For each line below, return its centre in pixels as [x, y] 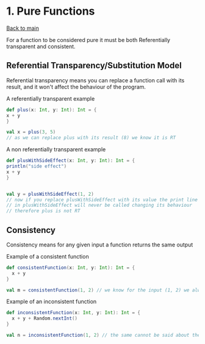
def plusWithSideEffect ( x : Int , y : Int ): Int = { [71, 161]
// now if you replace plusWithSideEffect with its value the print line [102, 199]
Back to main [23, 28]
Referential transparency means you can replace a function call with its [95, 80]
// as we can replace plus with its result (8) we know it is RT [91, 138]
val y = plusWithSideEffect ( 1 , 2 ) [50, 194]
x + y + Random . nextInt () [45, 318]
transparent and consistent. [41, 46]
